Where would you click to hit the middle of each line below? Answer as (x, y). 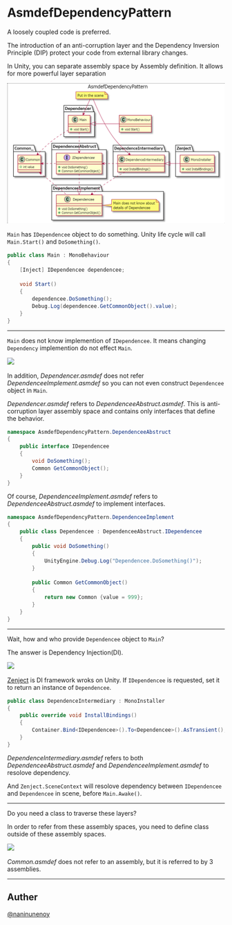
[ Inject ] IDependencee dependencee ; (72, 270)
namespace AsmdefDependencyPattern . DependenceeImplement (91, 517)
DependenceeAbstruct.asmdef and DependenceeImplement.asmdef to (108, 765)
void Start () (38, 284)
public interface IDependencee (65, 447)
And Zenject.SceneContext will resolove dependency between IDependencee (115, 786)
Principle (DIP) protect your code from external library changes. (98, 53)
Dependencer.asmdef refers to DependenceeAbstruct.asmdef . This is (106, 403)
